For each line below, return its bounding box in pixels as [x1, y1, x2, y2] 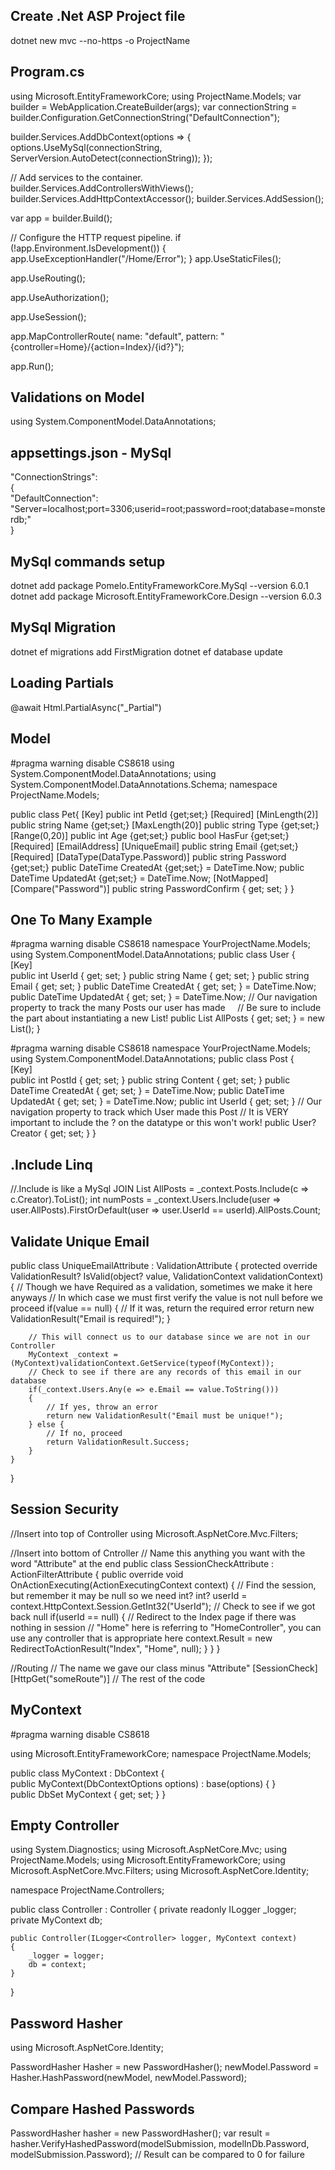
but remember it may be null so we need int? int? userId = [10, 1589, 248, 1601]
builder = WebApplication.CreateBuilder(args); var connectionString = [10, 100, 298, 113]
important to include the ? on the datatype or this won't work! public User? [10, 1117, 317, 1129]
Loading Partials [10, 675, 114, 692]
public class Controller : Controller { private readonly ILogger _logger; [10, 1904, 297, 1916]
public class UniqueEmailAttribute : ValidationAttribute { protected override [10, 1259, 318, 1271]
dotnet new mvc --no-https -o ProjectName [10, 34, 191, 46]
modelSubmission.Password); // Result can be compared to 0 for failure [10, 2149, 305, 2160]
